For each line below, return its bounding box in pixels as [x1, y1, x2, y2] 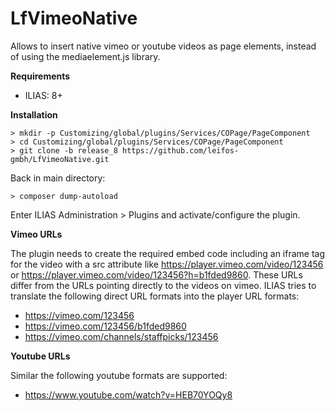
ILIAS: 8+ [24, 89, 63, 101]
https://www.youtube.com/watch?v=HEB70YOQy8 [24, 388, 233, 401]
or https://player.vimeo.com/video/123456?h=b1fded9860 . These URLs [10, 268, 303, 281]
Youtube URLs [10, 350, 71, 362]
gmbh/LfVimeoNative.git [10, 154, 110, 164]
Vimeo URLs [10, 228, 63, 240]
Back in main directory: [10, 172, 106, 184]
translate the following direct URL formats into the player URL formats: [10, 290, 300, 302]
